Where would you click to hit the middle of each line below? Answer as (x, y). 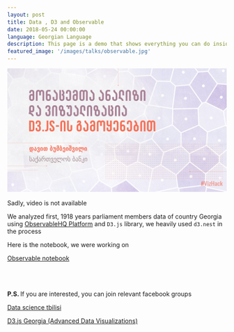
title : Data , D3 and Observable (56, 22)
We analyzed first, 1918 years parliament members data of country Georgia (115, 216)
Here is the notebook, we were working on (68, 244)
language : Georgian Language (49, 37)
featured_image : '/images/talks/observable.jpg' (79, 52)
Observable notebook (38, 258)
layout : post (26, 15)
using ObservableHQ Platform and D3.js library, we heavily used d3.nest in (115, 223)
